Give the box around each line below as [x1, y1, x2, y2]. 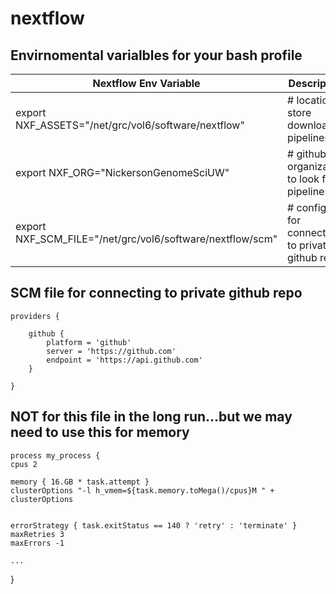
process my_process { [10, 450, 101, 461]
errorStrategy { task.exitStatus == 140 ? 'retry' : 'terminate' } [10, 520, 298, 531]
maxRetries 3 [10, 529, 65, 539]
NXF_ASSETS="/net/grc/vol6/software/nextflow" [15, 118, 245, 132]
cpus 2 [10, 459, 38, 469]
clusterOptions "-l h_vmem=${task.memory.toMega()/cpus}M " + [10, 485, 275, 496]
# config [287, 201, 327, 214]
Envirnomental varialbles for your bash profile [10, 47, 303, 64]
